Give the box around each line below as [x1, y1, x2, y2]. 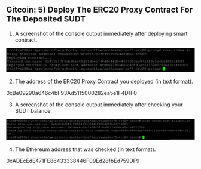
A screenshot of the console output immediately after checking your [14, 101, 184, 108]
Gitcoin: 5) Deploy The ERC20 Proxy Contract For [6, 5, 193, 15]
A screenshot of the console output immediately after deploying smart [14, 30, 188, 37]
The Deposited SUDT [6, 14, 86, 24]
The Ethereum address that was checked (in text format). [14, 146, 156, 153]
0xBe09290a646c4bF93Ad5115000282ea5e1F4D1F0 [6, 89, 138, 96]
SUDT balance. [14, 107, 53, 114]
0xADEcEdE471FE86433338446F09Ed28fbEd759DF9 [6, 157, 140, 164]
